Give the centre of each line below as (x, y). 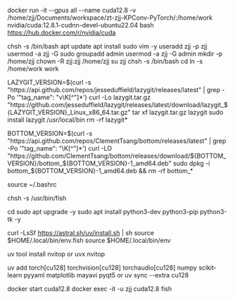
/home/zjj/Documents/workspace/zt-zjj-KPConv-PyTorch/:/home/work (110, 18)
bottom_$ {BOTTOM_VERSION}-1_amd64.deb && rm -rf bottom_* (100, 171)
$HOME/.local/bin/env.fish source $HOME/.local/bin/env (89, 240)
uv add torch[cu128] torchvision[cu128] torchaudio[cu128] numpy (102, 268)
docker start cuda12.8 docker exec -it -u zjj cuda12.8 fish (90, 289)
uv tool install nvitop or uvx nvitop (56, 254)
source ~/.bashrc (32, 185)
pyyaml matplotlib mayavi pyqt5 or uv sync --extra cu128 (106, 275)
